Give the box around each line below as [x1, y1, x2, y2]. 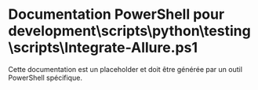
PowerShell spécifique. [8, 73, 82, 82]
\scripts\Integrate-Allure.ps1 [8, 39, 198, 56]
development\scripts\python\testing [8, 22, 251, 40]
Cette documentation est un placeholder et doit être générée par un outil [8, 64, 243, 74]
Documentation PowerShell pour [8, 5, 225, 23]
